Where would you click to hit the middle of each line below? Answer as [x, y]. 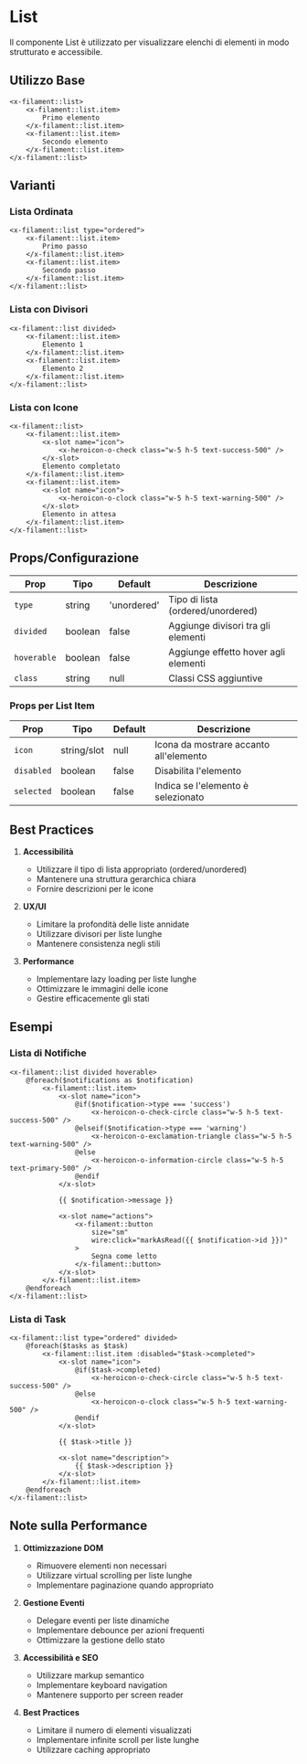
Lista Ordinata [42, 212]
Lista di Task [38, 1319]
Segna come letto [124, 1256]
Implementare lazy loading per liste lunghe [116, 979]
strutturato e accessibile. [56, 51]
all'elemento [181, 756]
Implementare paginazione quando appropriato [125, 1585]
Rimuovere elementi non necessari [101, 1566]
